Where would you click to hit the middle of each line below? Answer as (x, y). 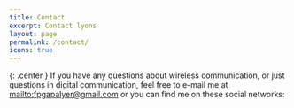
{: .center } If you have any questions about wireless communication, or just (147, 75)
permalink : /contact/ (49, 42)
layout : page (33, 34)
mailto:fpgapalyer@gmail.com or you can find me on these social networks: (147, 95)
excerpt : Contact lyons (53, 26)
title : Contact (37, 17)
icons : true (31, 50)
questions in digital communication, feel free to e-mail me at (119, 85)
